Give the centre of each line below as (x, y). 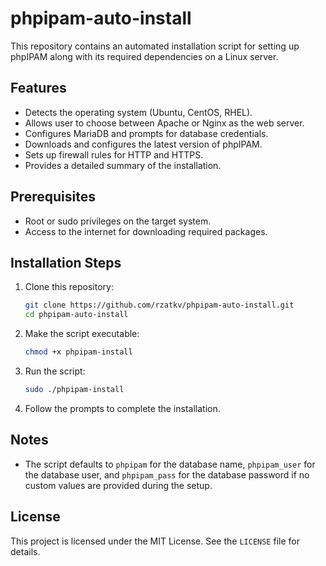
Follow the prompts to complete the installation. (122, 408)
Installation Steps (66, 262)
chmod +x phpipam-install (78, 352)
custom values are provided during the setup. (118, 485)
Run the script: (55, 371)
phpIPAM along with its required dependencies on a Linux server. (144, 56)
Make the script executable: (82, 334)
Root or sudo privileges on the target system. (118, 221)
